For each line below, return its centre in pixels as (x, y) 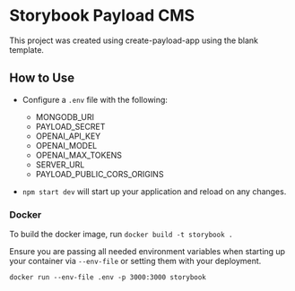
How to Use (42, 78)
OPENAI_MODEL (66, 145)
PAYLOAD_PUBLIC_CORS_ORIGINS (100, 174)
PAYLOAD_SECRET (70, 126)
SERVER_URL (60, 164)
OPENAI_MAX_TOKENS (79, 155)
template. (27, 49)
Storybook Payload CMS (102, 16)
